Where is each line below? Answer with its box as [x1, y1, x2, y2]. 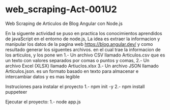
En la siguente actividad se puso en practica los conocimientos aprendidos [5, 30, 162, 36]
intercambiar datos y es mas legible [5, 73, 80, 79]
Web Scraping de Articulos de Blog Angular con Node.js [5, 20, 123, 26]
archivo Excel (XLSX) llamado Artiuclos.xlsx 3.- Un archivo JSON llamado [5, 63, 159, 69]
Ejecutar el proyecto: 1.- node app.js [5, 98, 81, 105]
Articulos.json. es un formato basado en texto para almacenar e [5, 68, 139, 74]
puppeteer [5, 89, 27, 95]
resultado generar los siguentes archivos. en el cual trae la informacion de [5, 46, 161, 52]
